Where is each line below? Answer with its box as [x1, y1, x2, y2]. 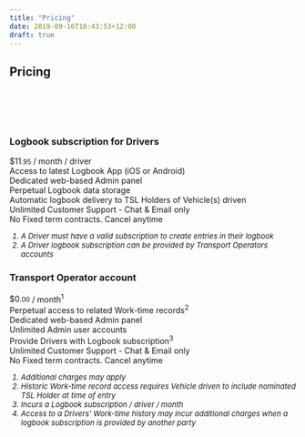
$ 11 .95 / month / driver [9, 156, 92, 167]
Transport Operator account [9, 271, 137, 284]
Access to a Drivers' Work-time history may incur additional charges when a [21, 408, 289, 419]
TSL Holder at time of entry [21, 390, 117, 401]
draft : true [9, 30, 55, 39]
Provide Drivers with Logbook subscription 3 [9, 334, 174, 346]
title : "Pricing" [9, 13, 76, 23]
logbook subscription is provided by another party [21, 417, 197, 428]
